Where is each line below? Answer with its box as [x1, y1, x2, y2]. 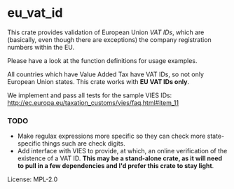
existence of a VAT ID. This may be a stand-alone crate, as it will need [17, 154, 223, 162]
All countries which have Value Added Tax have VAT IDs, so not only [7, 70, 205, 78]
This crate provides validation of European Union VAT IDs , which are [7, 28, 205, 36]
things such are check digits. [41, 139, 125, 148]
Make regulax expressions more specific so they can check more [17, 132, 206, 141]
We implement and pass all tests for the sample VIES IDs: [7, 91, 172, 99]
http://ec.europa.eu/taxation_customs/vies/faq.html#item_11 [7, 98, 179, 106]
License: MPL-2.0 [7, 175, 58, 183]
